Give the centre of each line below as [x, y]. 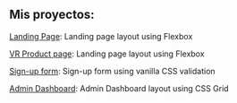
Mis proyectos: [52, 15]
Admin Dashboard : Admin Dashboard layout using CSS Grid [119, 88]
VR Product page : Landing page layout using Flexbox [107, 54]
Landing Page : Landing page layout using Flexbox [101, 36]
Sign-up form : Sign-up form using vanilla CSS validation [113, 71]
